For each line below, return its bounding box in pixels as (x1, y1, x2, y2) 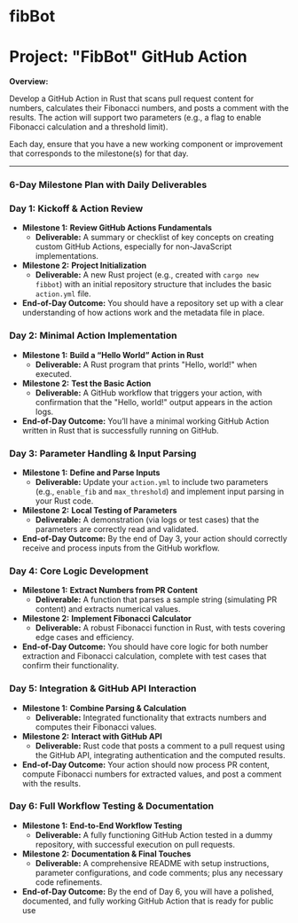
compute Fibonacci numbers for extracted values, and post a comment (21, 769, 282, 779)
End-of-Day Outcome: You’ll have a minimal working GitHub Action (21, 415, 270, 426)
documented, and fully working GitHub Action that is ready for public (21, 896, 274, 906)
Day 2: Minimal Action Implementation (9, 330, 177, 342)
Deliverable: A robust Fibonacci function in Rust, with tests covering (35, 622, 286, 633)
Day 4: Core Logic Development (9, 565, 149, 577)
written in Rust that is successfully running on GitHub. (21, 425, 219, 435)
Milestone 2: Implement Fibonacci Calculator (21, 614, 192, 624)
